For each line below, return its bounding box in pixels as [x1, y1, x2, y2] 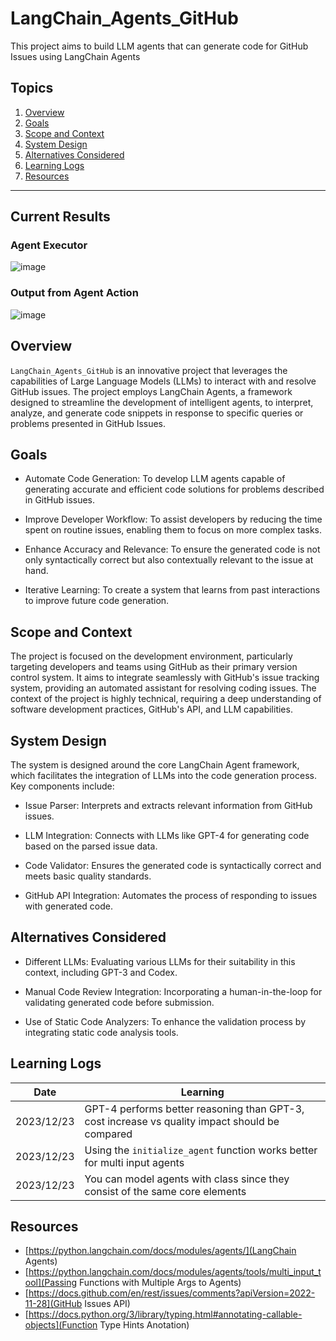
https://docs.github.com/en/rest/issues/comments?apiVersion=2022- [28, 1287, 316, 1299]
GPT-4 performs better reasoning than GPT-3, [84, 1102, 305, 1116]
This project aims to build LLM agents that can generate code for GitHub [10, 40, 309, 52]
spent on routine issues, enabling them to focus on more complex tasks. [24, 524, 322, 536]
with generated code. [24, 900, 114, 912]
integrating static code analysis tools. [24, 1026, 179, 1038]
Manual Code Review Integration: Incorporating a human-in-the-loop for [24, 985, 323, 997]
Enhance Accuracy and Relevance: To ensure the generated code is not [24, 543, 321, 556]
